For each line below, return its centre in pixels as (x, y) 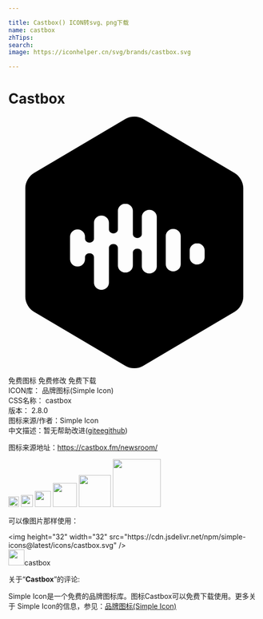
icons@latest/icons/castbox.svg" (63, 546)
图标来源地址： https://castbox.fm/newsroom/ (83, 447)
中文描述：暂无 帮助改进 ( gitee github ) (68, 431)
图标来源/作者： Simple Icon (54, 421)
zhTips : (21, 38)
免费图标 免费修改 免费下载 (52, 381)
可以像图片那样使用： (43, 521)
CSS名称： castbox (40, 401)
